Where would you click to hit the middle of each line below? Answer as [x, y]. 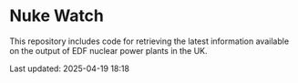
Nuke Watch [57, 16]
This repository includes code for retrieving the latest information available [149, 41]
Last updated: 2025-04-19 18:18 [70, 68]
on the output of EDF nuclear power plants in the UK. [108, 50]
